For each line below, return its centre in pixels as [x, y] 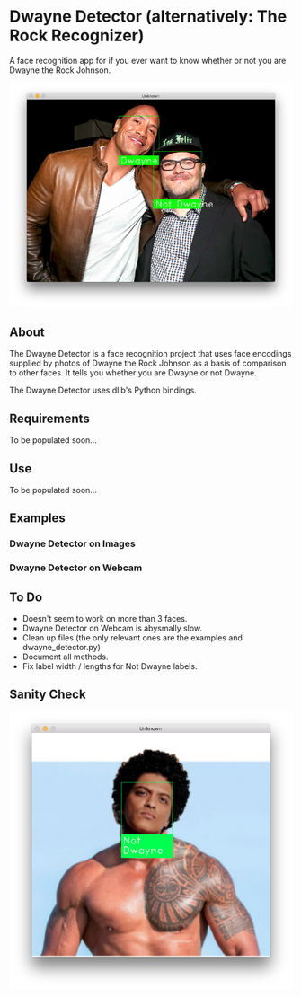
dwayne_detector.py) [62, 647]
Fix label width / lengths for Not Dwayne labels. [110, 666]
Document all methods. [66, 657]
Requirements [49, 418]
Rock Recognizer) [77, 35]
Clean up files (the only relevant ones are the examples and [132, 637]
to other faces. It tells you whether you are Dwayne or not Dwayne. [133, 373]
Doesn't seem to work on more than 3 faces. [105, 618]
